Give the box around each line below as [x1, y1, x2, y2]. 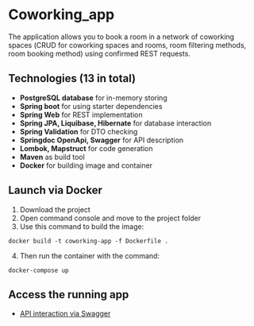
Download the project [19, 204, 91, 214]
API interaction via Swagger [19, 309, 111, 319]
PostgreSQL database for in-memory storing [19, 93, 168, 103]
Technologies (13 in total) [8, 72, 137, 85]
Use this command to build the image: [19, 221, 144, 231]
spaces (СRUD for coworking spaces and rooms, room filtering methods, [8, 40, 247, 49]
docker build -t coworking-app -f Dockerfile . [8, 237, 169, 245]
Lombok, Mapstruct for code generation [19, 143, 153, 153]
